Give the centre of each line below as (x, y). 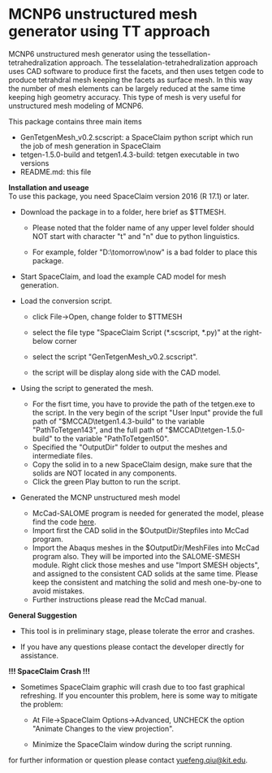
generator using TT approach (110, 31)
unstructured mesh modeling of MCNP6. (76, 106)
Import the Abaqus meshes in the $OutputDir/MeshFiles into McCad (146, 547)
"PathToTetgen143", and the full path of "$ (102, 430)
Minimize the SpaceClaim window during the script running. (132, 744)
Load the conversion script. (66, 301)
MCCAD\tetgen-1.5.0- (209, 430)
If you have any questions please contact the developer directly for (132, 646)
